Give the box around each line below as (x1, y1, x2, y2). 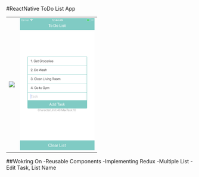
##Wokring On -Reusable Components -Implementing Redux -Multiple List (6, 158, 189, 165)
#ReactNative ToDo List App (6, 5, 76, 12)
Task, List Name (17, 164, 57, 172)
